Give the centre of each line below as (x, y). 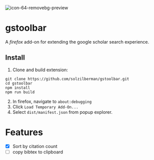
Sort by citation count (35, 146)
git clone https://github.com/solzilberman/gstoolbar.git (67, 79)
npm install (18, 88)
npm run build (20, 92)
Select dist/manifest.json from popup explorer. (62, 112)
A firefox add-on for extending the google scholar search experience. (77, 42)
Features (24, 132)
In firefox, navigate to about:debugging (52, 101)
